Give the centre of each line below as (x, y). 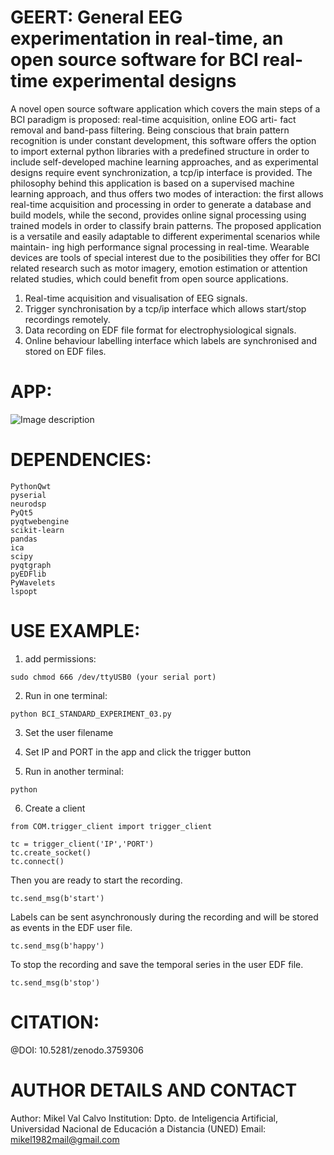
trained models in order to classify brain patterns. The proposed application (166, 225)
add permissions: (60, 658)
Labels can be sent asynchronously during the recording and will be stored (164, 917)
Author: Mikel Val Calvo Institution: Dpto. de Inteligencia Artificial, (144, 1118)
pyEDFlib (28, 574)
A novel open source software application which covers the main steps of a (165, 108)
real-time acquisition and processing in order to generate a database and (161, 204)
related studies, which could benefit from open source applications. (149, 278)
